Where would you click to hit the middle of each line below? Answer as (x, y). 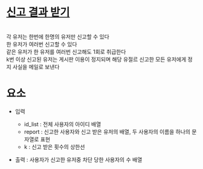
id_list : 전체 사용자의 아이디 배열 (63, 124)
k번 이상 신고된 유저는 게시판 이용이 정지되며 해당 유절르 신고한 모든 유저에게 (96, 59)
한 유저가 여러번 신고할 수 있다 (42, 44)
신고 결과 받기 (38, 12)
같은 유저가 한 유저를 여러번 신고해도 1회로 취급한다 (66, 51)
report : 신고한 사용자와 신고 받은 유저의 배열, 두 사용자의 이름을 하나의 (107, 132)
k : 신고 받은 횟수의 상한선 (54, 147)
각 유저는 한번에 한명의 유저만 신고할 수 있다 (58, 36)
